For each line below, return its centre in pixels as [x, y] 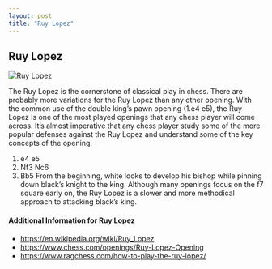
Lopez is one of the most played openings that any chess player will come [132, 117]
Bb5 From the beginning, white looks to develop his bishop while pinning [141, 176]
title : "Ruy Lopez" [41, 23]
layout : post [30, 16]
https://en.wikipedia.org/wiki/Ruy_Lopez [87, 238]
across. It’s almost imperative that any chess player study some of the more [134, 126]
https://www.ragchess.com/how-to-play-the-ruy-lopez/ [113, 255]
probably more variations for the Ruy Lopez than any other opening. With [130, 100]
